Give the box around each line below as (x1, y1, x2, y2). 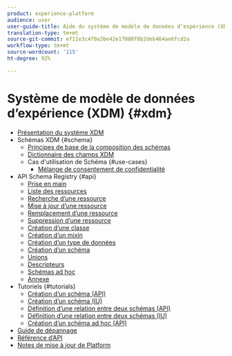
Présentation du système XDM (17, 128, 104, 137)
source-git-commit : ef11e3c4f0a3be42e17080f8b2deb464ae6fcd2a (7, 36, 190, 43)
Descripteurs (27, 260, 65, 268)
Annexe (27, 275, 50, 283)
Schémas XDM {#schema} (17, 135, 93, 144)
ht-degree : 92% (7, 55, 51, 62)
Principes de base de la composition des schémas (27, 143, 171, 151)
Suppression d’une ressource (27, 216, 112, 224)
